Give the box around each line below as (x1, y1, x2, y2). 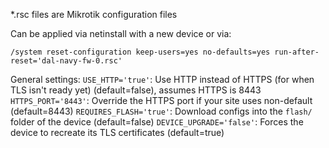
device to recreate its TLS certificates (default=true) (10, 127, 225, 138)
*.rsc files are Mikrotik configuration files (10, 9, 178, 20)
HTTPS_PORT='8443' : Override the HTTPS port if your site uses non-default (10, 95, 313, 106)
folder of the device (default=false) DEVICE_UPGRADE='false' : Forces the (10, 116, 304, 128)
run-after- (274, 47, 320, 57)
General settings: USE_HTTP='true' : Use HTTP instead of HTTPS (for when (10, 74, 315, 85)
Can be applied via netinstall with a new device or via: (10, 28, 232, 39)
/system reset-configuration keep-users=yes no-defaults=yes (10, 47, 271, 57)
